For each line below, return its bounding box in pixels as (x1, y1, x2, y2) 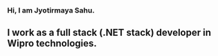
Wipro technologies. (7, 37, 97, 50)
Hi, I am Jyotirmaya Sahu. (7, 6, 95, 15)
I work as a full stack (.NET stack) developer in (7, 27, 212, 39)
